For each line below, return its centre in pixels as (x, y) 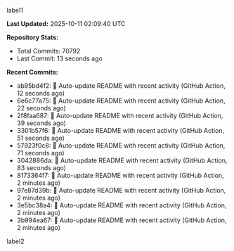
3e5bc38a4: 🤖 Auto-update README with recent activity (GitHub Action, (122, 205)
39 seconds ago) (41, 123)
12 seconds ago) (40, 93)
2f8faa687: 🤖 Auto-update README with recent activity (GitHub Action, (120, 116)
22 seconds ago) (41, 108)
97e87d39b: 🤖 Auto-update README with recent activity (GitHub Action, (121, 190)
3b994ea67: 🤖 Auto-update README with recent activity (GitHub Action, (122, 220)
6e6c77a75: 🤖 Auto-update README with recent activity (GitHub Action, (121, 101)
